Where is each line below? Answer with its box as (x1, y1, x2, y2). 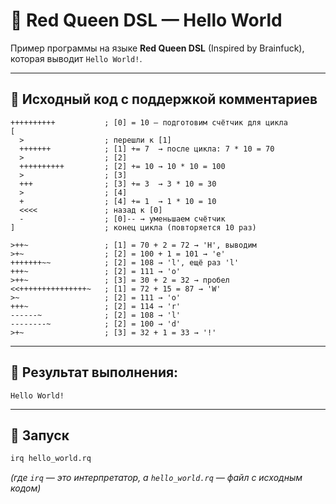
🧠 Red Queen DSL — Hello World (10, 9, 283, 32)
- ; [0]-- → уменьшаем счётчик (19, 214, 226, 224)
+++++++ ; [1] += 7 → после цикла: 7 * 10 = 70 (19, 144, 275, 154)
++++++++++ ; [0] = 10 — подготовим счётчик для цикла (10, 117, 288, 128)
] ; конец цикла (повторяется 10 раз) (10, 222, 257, 233)
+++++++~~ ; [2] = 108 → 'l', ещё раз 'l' (10, 257, 240, 268)
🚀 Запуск (10, 427, 70, 444)
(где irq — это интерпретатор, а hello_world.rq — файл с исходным (10, 472, 303, 484)
